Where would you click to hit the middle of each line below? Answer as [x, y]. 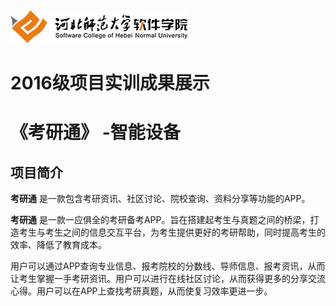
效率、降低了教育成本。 [58, 245]
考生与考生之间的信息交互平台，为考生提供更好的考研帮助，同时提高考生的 [172, 232]
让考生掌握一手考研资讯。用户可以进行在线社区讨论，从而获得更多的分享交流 [168, 279]
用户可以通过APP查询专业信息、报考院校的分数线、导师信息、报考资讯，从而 [168, 266]
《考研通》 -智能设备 [95, 132]
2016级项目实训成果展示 [110, 83]
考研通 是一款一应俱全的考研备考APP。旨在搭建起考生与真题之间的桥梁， [160, 220]
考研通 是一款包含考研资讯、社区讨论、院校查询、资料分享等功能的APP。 [160, 199]
